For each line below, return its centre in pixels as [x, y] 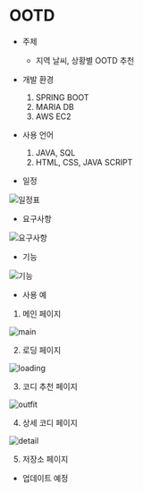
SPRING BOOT [62, 97]
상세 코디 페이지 [50, 422]
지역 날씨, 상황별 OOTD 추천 [85, 60]
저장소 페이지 [45, 459]
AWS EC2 [53, 116]
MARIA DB [55, 106]
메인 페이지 [42, 313]
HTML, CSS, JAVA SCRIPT [84, 162]
